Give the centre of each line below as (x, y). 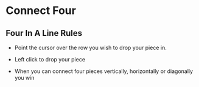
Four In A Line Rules (44, 33)
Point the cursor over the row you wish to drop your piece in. (90, 47)
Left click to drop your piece (50, 59)
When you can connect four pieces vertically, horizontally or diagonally (103, 71)
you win (24, 78)
